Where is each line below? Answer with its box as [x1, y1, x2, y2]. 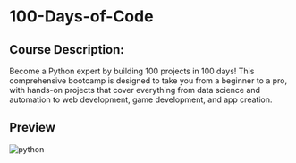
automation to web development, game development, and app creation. [9, 94, 273, 105]
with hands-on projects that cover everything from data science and [9, 85, 261, 95]
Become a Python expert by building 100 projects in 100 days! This [9, 65, 255, 76]
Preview [9, 120, 56, 135]
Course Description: [9, 42, 124, 57]
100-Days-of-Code [9, 6, 154, 27]
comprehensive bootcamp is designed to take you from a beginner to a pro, [9, 75, 288, 86]
